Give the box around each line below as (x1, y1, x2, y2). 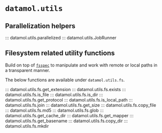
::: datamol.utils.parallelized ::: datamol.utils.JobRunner (5, 35, 117, 40)
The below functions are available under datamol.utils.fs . (5, 77, 125, 83)
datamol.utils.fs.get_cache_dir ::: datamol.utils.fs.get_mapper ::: (5, 112, 134, 118)
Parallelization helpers (5, 22, 76, 30)
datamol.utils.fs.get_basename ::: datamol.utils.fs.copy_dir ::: (5, 118, 128, 124)
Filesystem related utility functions (5, 49, 115, 58)
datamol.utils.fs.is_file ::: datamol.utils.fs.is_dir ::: (5, 92, 103, 98)
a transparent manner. (5, 67, 50, 73)
